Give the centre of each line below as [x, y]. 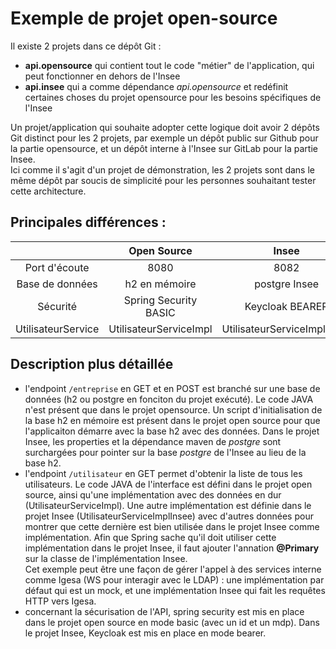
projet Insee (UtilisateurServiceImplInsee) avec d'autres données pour [169, 516]
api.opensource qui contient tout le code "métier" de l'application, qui [169, 65]
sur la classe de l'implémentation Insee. [106, 558]
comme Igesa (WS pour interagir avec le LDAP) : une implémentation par [174, 579]
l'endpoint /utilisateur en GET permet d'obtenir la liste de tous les [163, 473]
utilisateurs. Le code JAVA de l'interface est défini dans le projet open [168, 484]
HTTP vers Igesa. [60, 601]
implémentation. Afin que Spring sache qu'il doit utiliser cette [150, 537]
